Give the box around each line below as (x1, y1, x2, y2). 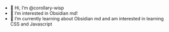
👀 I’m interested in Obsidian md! (10, 10, 78, 16)
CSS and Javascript (10, 21, 52, 27)
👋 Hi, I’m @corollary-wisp (10, 5, 64, 11)
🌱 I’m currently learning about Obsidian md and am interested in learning (10, 16, 164, 21)
